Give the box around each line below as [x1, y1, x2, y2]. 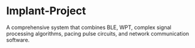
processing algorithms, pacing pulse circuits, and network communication [6, 30, 190, 37]
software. [6, 36, 30, 43]
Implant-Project [6, 4, 86, 18]
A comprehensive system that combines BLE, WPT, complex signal [6, 24, 172, 31]
